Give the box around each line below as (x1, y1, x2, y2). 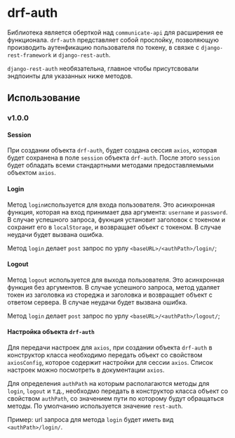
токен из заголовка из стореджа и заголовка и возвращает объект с (7, 290, 213, 299)
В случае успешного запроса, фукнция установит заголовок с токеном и (7, 215, 226, 224)
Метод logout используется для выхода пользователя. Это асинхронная (7, 276, 224, 284)
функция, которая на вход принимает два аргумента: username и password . (7, 207, 228, 216)
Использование (7, 92, 81, 104)
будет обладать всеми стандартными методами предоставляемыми (7, 161, 214, 169)
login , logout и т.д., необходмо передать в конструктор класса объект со (7, 387, 229, 395)
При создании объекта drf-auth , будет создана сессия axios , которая (7, 146, 217, 155)
